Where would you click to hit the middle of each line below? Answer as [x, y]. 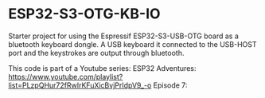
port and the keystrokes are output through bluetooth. [96, 53]
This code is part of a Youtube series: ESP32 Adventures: [102, 68]
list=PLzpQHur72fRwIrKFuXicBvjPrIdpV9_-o [80, 85]
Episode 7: [170, 85]
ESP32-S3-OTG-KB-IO [84, 14]
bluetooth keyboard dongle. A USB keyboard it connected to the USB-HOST [132, 44]
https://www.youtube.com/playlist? [66, 76]
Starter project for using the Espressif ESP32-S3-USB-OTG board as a [123, 36]
